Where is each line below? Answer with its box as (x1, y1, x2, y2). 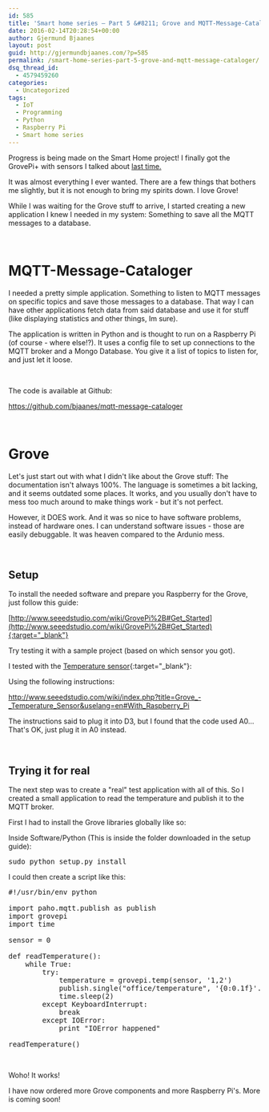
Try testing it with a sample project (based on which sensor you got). (8, 646, 235, 655)
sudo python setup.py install (8, 857, 127, 866)
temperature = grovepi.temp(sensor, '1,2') (58, 976, 232, 985)
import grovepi (8, 912, 68, 921)
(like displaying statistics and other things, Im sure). (8, 313, 179, 323)
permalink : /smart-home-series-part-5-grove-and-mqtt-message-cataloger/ (8, 57, 260, 65)
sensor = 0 (8, 936, 51, 945)
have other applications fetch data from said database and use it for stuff (8, 305, 250, 315)
